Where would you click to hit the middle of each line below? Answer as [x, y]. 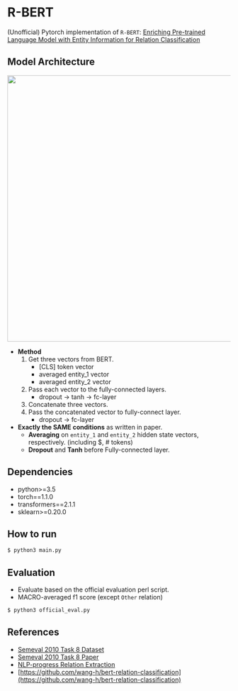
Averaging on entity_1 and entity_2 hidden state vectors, [113, 435]
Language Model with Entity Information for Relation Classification [104, 39]
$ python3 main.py [34, 550]
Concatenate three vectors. [68, 404]
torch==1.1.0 [35, 496]
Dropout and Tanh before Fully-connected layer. [99, 450]
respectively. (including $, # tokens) [80, 442]
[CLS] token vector [66, 366]
